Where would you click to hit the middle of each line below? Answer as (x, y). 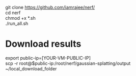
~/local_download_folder (31, 68)
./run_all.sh (17, 23)
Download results (43, 44)
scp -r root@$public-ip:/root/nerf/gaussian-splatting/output (68, 63)
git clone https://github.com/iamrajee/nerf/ (50, 7)
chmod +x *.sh (20, 18)
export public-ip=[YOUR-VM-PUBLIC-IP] (48, 58)
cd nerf (13, 13)
